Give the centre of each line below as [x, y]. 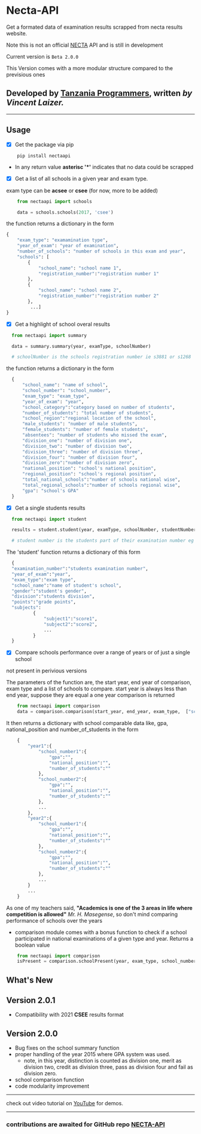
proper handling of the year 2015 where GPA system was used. [92, 1054]
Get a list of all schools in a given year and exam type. [81, 178]
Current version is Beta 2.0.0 [42, 56]
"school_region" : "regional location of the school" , [89, 419]
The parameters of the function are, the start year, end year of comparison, [99, 683]
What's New [30, 980]
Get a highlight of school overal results [63, 324]
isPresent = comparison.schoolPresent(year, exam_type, [88, 962]
